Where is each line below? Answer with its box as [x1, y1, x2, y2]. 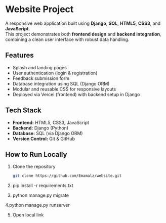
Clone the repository [12, 163, 56, 170]
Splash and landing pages [12, 64, 67, 70]
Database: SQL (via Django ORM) [12, 130, 83, 136]
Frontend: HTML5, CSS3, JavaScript [12, 119, 90, 125]
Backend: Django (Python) [12, 125, 69, 131]
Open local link [12, 212, 44, 218]
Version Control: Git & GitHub [12, 136, 75, 142]
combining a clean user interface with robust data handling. [5, 36, 130, 42]
